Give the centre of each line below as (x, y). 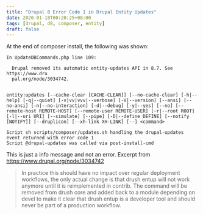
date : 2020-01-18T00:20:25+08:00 (49, 18)
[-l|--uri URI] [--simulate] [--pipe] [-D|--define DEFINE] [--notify (98, 117)
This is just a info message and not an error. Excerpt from (78, 155)
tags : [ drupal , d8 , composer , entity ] (55, 23)
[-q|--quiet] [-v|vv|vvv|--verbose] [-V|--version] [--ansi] (102, 101)
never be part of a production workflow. (71, 205)
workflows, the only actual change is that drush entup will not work (105, 179)
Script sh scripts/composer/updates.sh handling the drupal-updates (95, 133)
